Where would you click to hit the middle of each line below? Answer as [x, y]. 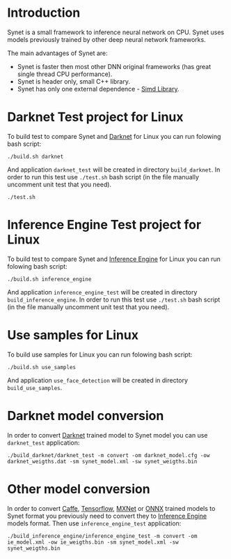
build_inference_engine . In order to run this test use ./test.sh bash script [114, 299]
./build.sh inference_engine [49, 279]
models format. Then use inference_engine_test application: [94, 523]
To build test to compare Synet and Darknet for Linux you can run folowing [114, 136]
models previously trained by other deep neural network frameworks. [107, 39]
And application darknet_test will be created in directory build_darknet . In [114, 170]
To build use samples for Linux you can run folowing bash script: [100, 355]
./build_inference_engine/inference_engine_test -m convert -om [102, 536]
